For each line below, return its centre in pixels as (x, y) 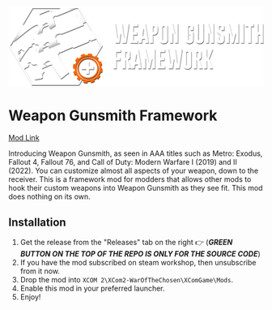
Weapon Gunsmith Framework (113, 115)
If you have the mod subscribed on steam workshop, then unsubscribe (138, 263)
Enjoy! (30, 297)
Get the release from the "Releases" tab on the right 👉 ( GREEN (126, 243)
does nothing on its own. (49, 196)
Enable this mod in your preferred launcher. (92, 288)
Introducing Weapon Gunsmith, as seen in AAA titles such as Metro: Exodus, (136, 153)
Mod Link (24, 138)
